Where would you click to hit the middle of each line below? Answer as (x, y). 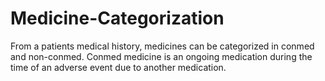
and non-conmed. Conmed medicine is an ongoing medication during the (161, 56)
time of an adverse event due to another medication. (118, 67)
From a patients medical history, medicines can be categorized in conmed (162, 46)
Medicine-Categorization (117, 18)
